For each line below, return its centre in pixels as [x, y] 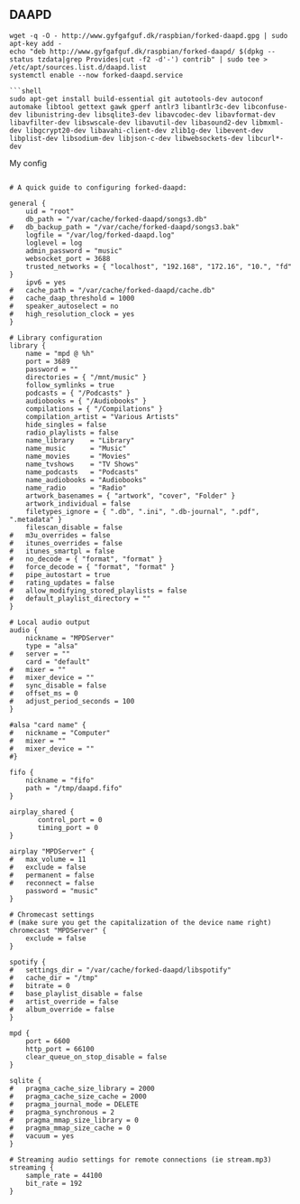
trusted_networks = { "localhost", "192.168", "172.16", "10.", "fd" [159, 266]
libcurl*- [265, 138]
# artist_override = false [64, 1002]
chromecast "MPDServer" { [58, 930]
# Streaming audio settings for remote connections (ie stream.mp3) [141, 1160]
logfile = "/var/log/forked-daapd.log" [100, 235]
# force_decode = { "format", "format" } [92, 567]
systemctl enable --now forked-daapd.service [96, 75]
